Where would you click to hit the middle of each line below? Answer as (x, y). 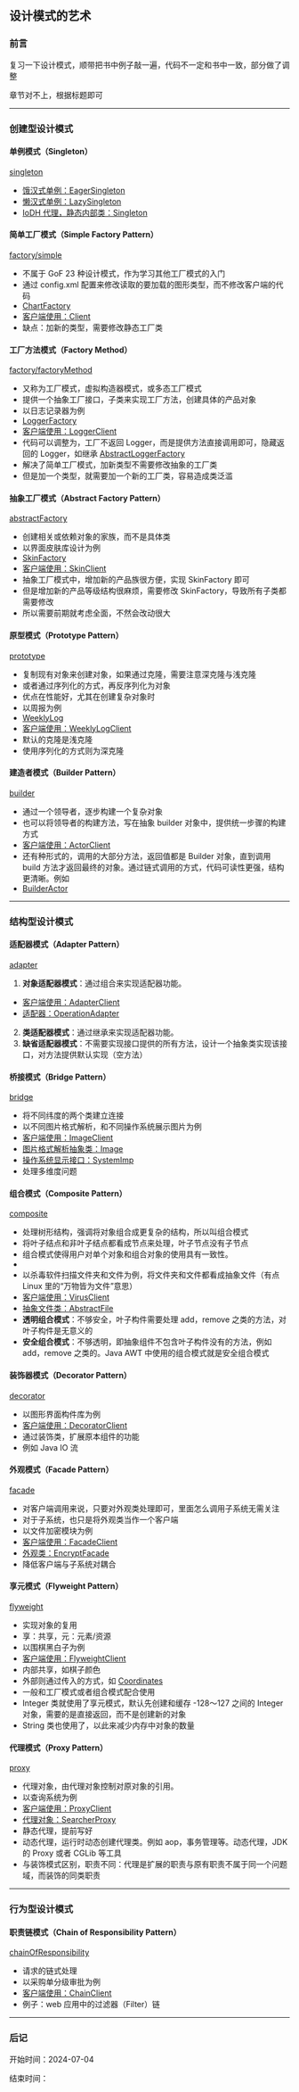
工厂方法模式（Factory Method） (71, 350)
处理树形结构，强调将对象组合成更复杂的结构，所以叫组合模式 (135, 1232)
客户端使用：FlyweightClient (74, 1658)
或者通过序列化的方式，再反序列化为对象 (96, 685)
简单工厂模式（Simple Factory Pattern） (84, 235)
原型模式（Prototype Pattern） (66, 635)
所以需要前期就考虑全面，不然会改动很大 (96, 613)
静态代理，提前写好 (57, 1831)
